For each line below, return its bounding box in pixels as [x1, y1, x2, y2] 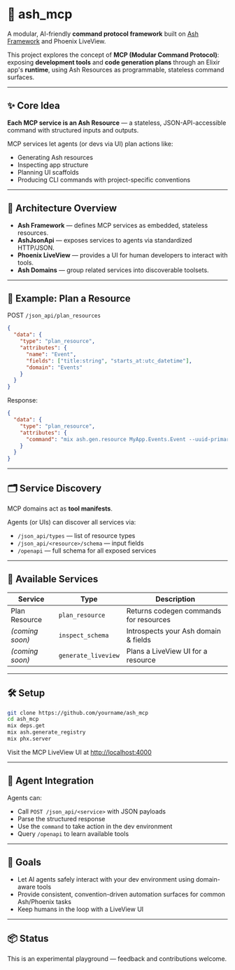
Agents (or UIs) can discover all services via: [7, 518, 136, 526]
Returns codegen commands [126, 606, 222, 616]
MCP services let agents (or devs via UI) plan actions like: [7, 140, 173, 148]
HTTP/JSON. [17, 243, 55, 252]
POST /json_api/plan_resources [7, 311, 101, 320]
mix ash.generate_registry [7, 729, 86, 736]
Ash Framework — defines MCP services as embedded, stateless [17, 221, 208, 229]
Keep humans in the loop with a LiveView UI [17, 905, 144, 913]
